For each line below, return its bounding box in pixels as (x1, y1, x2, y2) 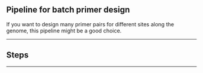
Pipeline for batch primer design (6, 5, 130, 15)
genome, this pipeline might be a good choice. (6, 27, 122, 34)
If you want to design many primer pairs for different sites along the (6, 20, 174, 28)
